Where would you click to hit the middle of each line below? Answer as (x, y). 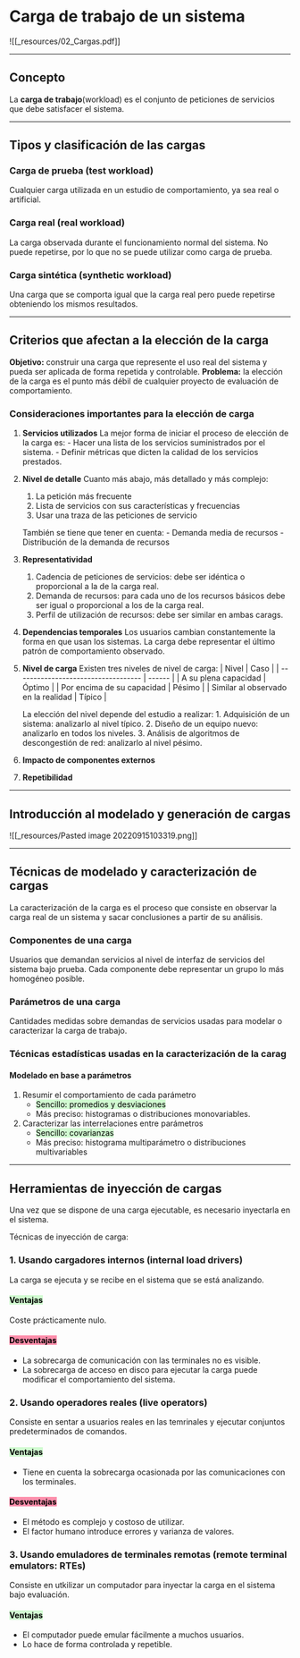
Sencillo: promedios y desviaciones (101, 1104)
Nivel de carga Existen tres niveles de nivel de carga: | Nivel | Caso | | (150, 669)
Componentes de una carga (71, 940)
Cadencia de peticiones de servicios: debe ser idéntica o (140, 577)
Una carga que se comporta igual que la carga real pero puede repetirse (142, 295)
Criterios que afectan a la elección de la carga (139, 340)
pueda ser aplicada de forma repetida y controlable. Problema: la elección (146, 371)
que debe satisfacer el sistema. (67, 108)
